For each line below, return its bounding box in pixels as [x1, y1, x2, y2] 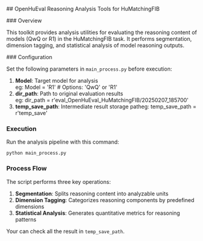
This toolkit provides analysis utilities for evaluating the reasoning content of [6, 29, 198, 36]
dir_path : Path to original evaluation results [15, 90, 123, 97]
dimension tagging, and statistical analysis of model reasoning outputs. [6, 42, 185, 49]
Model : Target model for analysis [15, 77, 98, 84]
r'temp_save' [15, 110, 47, 116]
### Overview [6, 17, 43, 24]
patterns [15, 215, 36, 223]
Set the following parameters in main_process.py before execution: [6, 65, 172, 72]
